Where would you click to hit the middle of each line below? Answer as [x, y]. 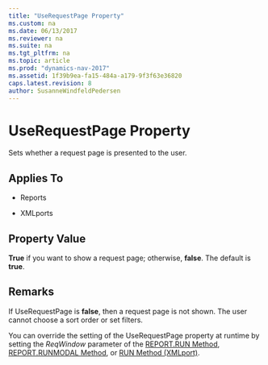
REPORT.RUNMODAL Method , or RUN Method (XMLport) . [104, 352]
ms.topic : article [39, 61]
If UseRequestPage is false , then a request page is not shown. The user [128, 311]
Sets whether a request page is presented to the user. [98, 153]
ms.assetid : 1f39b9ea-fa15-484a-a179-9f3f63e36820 [95, 76]
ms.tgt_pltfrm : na [39, 53]
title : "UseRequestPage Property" [67, 16]
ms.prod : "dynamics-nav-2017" [59, 68]
